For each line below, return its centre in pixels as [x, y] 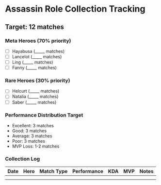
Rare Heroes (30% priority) [38, 81]
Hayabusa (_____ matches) [38, 51]
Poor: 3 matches [28, 141]
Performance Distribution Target [44, 115]
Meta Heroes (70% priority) [38, 41]
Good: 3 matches [29, 131]
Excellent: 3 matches [33, 125]
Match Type [54, 171]
